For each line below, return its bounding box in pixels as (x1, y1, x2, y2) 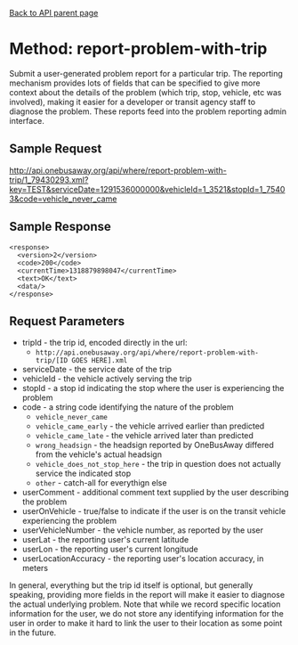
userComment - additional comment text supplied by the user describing (21, 487, 289, 498)
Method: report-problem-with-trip (9, 39, 268, 59)
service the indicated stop (35, 468, 132, 479)
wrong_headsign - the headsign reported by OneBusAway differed (35, 440, 274, 451)
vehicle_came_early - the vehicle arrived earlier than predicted (35, 420, 265, 431)
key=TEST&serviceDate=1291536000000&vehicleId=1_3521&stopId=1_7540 (9, 184, 286, 194)
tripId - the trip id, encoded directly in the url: (21, 338, 188, 348)
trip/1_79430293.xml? (9, 174, 89, 185)
